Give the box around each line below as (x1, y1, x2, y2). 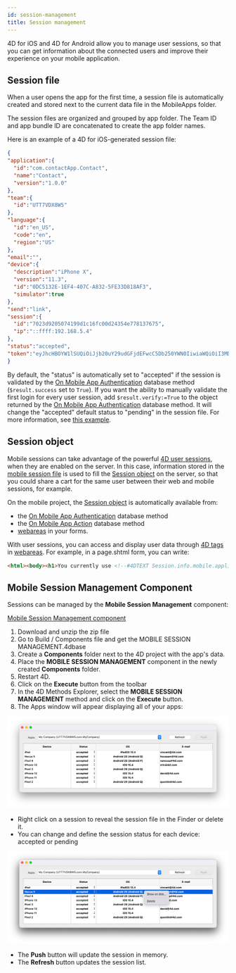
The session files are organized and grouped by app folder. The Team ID (7, 114, 217, 123)
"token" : (7, 350, 33, 357)
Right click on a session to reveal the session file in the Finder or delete (17, 815, 223, 824)
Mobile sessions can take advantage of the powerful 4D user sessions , (7, 454, 213, 463)
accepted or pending (17, 838, 79, 846)
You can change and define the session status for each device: (17, 830, 200, 839)
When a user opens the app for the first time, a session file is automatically (7, 93, 224, 101)
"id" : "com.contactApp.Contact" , (13, 165, 109, 172)
